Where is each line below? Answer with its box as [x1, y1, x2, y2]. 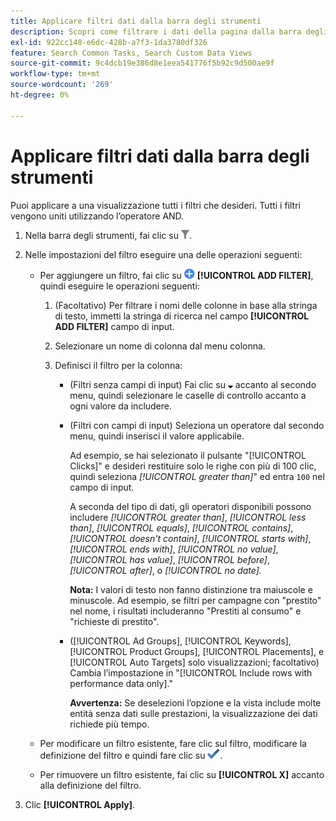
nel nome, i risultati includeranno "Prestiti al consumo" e [69, 605, 302, 617]
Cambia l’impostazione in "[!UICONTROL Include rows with [69, 666, 313, 679]
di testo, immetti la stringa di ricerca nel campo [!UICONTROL [54, 310, 310, 322]
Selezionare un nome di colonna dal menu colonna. [54, 340, 266, 352]
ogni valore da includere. [69, 400, 173, 412]
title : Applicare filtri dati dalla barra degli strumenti [10, 16, 262, 26]
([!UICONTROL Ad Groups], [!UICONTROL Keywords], [69, 635, 292, 647]
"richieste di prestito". [69, 615, 160, 627]
